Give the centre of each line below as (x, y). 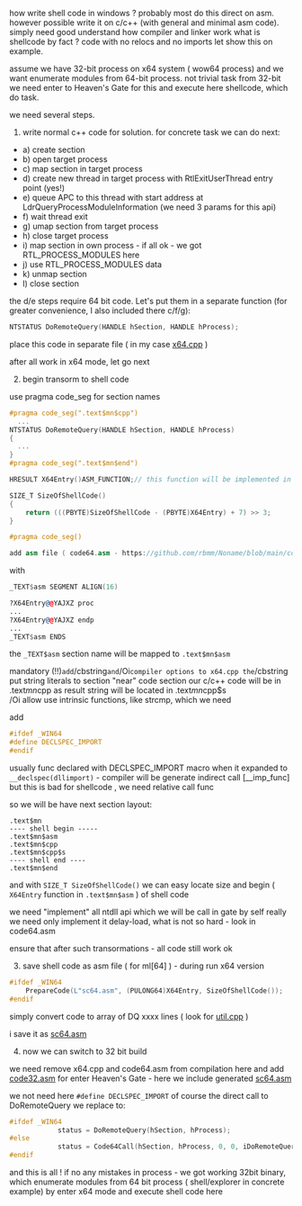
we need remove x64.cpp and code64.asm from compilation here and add (147, 1068)
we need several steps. (52, 115)
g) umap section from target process (90, 226)
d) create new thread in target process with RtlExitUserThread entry (148, 178)
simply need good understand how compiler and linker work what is (135, 32)
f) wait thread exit (55, 216)
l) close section (50, 283)
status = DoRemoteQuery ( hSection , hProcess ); (144, 1130)
